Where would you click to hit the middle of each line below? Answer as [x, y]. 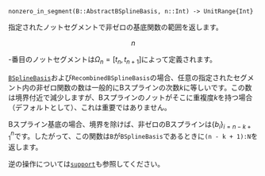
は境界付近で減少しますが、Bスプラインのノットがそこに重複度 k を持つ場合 [131, 97]
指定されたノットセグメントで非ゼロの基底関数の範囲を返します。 [116, 27]
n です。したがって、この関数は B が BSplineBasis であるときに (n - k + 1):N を [134, 135]
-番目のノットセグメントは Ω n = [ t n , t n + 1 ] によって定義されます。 [112, 60]
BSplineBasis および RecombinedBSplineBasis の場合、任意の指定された [121, 77]
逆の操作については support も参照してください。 [86, 164]
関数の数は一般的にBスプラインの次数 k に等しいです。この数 [154, 87]
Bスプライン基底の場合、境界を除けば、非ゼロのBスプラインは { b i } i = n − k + [130, 125]
